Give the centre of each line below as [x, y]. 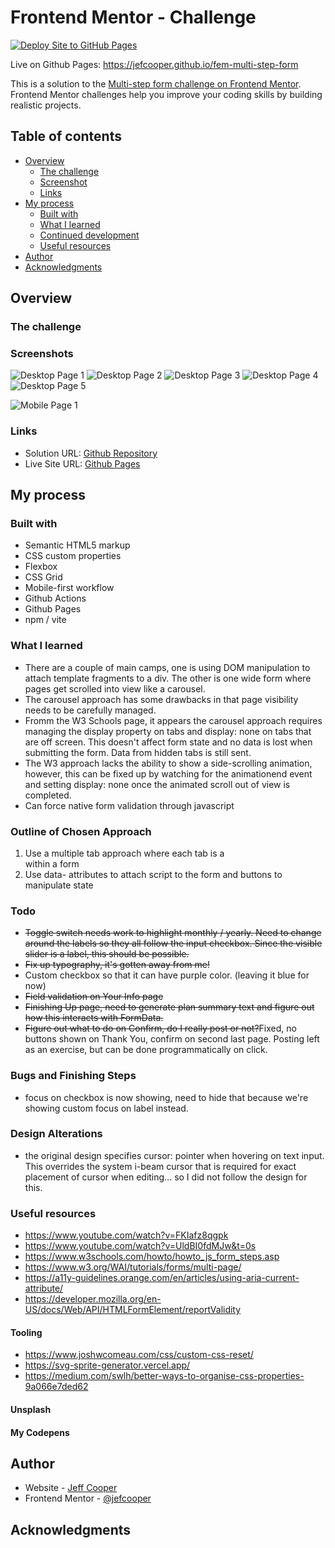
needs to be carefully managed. [90, 710]
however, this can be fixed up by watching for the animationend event [168, 773]
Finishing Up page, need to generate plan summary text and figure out [169, 1007]
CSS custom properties [73, 556]
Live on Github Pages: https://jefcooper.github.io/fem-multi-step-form [154, 64]
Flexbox [41, 567]
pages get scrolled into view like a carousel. [115, 688]
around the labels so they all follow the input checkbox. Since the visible [173, 943]
